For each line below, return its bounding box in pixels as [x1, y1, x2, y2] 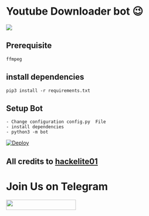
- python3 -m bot [6, 129, 49, 135]
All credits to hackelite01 [6, 156, 98, 166]
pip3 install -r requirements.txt [6, 87, 91, 94]
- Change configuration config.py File [6, 119, 107, 125]
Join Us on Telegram [6, 180, 109, 193]
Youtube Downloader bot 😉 [6, 5, 144, 18]
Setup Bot [6, 103, 43, 113]
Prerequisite [6, 40, 52, 51]
